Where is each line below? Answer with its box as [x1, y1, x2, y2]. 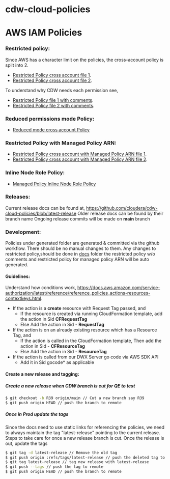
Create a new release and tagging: [5, 371, 80, 377]
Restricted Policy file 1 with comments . [12, 97, 94, 103]
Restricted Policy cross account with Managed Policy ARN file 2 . [12, 156, 148, 162]
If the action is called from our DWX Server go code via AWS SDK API [12, 354, 159, 360]
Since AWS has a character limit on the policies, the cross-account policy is [5, 57, 164, 63]
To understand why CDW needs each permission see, [5, 87, 119, 93]
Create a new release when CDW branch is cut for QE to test [5, 383, 135, 389]
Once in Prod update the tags [5, 411, 69, 417]
